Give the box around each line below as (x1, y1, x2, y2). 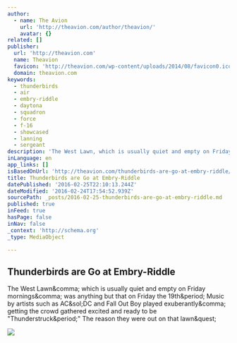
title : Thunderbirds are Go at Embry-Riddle (7, 174, 140, 181)
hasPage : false (7, 214, 52, 221)
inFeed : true (7, 207, 46, 215)
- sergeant (13, 142, 46, 149)
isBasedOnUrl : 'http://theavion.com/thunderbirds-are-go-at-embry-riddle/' (7, 167, 235, 175)
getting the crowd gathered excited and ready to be (7, 307, 157, 315)
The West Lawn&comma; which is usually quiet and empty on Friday (7, 284, 206, 293)
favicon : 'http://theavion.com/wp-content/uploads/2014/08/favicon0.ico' (13, 63, 235, 70)
